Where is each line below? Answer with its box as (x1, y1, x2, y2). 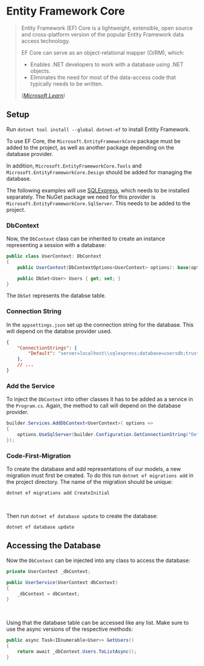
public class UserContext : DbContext (6, 253, 102, 259)
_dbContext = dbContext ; (17, 591, 80, 597)
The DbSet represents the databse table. (6, 292, 106, 299)
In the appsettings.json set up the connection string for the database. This (6, 321, 194, 328)
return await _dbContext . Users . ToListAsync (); (17, 648, 137, 654)
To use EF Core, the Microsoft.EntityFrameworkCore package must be (6, 137, 181, 144)
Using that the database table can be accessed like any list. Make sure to (6, 619, 189, 627)
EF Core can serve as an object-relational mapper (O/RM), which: (21, 49, 185, 56)
